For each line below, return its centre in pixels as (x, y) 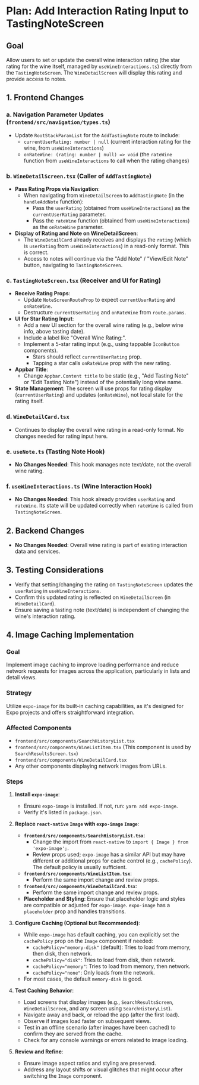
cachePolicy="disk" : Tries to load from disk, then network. (104, 960)
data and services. (37, 551)
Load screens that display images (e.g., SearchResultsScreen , (99, 1002)
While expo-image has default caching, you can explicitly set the (101, 935)
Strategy (19, 693)
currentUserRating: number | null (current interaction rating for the (107, 141)
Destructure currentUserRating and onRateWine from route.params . (105, 313)
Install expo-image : (37, 795)
